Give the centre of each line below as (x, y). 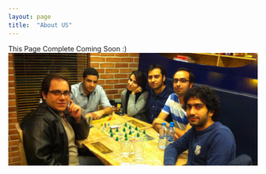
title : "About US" (40, 25)
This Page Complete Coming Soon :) (68, 48)
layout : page (30, 17)
